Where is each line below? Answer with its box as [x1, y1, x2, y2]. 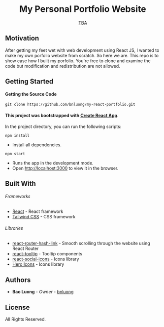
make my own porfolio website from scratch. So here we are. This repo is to [5, 52, 159, 58]
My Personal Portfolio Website [19, 3, 146, 15]
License [5, 303, 30, 312]
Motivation [5, 34, 39, 42]
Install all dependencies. [12, 142, 62, 148]
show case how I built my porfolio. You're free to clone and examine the [5, 58, 151, 64]
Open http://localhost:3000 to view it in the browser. [12, 165, 119, 171]
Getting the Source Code [5, 91, 57, 97]
